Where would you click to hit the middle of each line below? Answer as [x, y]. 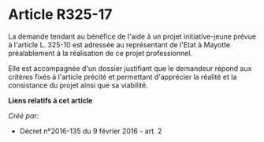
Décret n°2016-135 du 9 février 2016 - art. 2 [91, 131]
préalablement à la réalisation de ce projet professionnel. [100, 53]
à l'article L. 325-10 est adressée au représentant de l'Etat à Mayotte [119, 44]
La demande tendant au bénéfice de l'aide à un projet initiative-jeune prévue [132, 36]
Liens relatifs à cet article [50, 100]
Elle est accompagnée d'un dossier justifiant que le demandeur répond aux [130, 68]
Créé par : [24, 115]
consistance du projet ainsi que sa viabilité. [78, 85]
